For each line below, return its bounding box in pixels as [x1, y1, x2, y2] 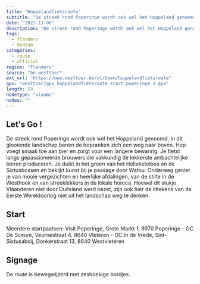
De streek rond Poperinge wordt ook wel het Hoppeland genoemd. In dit [6, 135, 183, 142]
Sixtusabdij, [6, 238, 35, 245]
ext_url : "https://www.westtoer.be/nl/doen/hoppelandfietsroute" [6, 75, 171, 81]
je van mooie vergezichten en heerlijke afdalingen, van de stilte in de [6, 173, 174, 180]
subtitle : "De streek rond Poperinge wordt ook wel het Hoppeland [6, 14, 174, 20]
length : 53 [6, 86, 33, 92]
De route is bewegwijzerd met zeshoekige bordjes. [6, 271, 131, 278]
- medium [11, 42, 33, 48]
